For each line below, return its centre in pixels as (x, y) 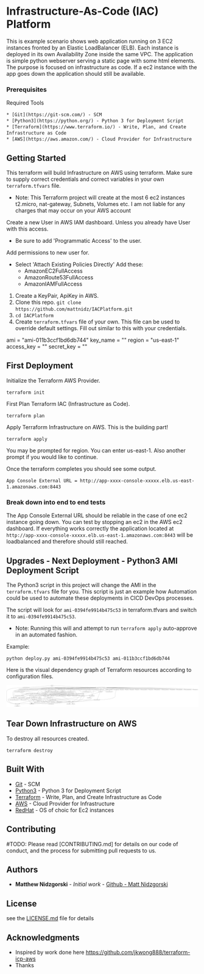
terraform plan (26, 416)
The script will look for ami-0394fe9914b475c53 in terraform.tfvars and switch (101, 610)
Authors (22, 869)
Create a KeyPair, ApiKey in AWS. (57, 296)
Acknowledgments (43, 938)
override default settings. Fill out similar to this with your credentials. (101, 328)
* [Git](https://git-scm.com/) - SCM (54, 115)
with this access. (27, 229)
